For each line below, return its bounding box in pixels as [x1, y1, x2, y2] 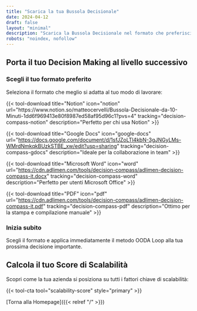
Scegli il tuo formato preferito [6, 75, 92, 83]
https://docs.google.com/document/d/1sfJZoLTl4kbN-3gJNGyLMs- [18, 136, 182, 143]
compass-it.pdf [6, 202, 43, 209]
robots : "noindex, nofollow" [6, 36, 77, 42]
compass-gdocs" [6, 148, 48, 155]
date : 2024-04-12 [6, 14, 49, 20]
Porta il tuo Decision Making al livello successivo [6, 58, 188, 67]
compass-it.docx [6, 173, 47, 180]
